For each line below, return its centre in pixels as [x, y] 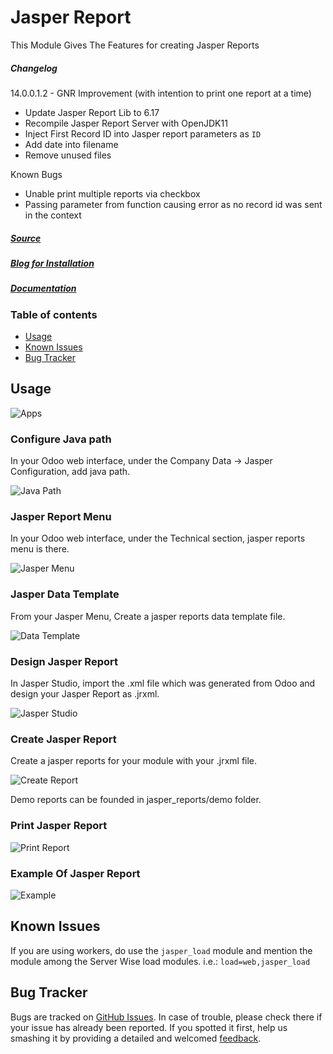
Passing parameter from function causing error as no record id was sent [173, 204]
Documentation [43, 288]
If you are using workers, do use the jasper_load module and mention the [161, 950]
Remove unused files [68, 155]
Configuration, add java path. [70, 472]
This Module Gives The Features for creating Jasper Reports [135, 45]
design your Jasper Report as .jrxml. [85, 694]
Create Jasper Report [63, 739]
